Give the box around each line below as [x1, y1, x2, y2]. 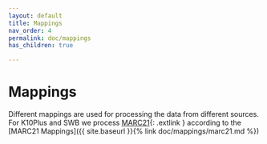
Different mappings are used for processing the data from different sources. [8, 110, 259, 119]
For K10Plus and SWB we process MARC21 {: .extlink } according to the [8, 118, 242, 128]
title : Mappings [8, 19, 63, 27]
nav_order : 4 [8, 26, 52, 34]
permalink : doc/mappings [8, 34, 91, 42]
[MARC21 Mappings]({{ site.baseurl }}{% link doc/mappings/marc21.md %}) [8, 126, 260, 136]
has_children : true [8, 42, 74, 50]
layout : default [8, 11, 63, 20]
